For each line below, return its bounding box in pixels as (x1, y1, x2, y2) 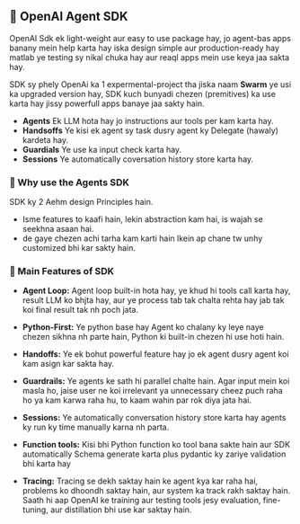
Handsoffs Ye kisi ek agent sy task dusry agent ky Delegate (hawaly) (22, 125, 278, 136)
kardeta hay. (22, 134, 69, 145)
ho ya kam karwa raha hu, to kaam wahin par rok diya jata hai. (22, 395, 251, 405)
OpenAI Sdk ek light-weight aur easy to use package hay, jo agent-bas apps (9, 32, 292, 43)
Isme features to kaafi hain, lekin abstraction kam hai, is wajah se (22, 214, 263, 225)
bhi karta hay (22, 458, 72, 469)
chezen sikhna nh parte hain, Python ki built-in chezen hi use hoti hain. (22, 332, 285, 342)
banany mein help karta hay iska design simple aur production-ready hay (9, 42, 280, 53)
